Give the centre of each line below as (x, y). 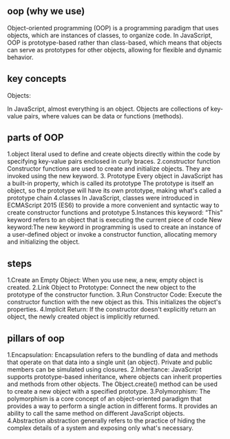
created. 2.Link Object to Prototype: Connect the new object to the (102, 288)
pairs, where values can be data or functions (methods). (104, 116)
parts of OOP (35, 138)
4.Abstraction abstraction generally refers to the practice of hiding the (106, 421)
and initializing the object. (44, 242)
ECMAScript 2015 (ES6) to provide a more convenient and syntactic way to (113, 205)
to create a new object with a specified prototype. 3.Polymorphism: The (109, 392)
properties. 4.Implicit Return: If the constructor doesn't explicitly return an (112, 310)
